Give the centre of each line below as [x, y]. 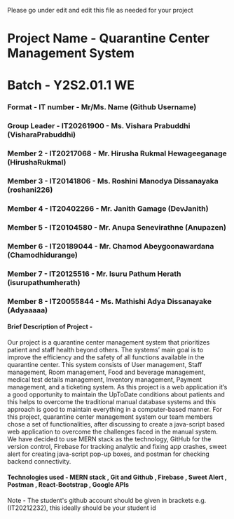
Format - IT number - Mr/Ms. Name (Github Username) [102, 107]
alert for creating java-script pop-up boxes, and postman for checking [109, 454]
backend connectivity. [39, 461]
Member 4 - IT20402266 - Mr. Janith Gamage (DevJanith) [108, 208]
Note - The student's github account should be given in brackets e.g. [107, 501]
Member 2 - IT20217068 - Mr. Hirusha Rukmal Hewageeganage [117, 153]
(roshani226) [30, 190]
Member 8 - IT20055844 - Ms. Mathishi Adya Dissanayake [110, 301]
